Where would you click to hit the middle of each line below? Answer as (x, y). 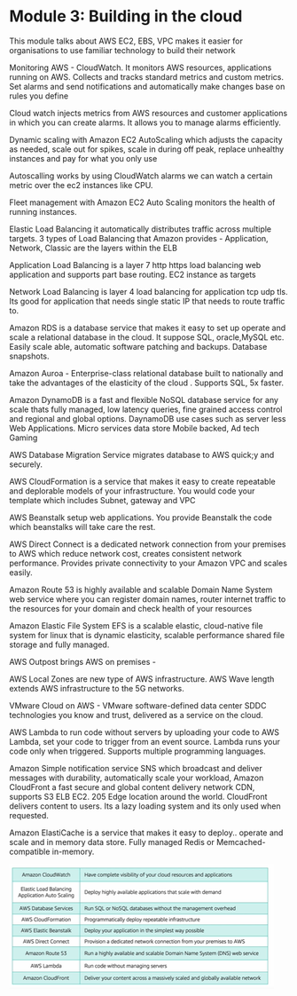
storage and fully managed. (59, 644)
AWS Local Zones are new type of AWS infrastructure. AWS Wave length (142, 679)
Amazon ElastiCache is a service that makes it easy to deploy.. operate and (146, 833)
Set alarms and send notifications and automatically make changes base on (147, 86)
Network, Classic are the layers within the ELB (93, 248)
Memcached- (241, 842)
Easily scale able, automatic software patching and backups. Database (138, 346)
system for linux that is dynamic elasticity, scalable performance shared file (147, 635)
